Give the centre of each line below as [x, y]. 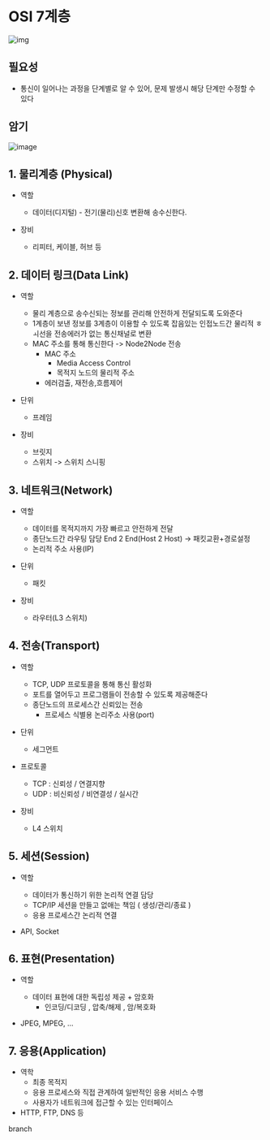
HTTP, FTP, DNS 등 [52, 1112]
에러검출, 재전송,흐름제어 [84, 383]
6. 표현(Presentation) [62, 959]
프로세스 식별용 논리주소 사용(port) [99, 715]
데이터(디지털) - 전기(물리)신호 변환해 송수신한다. [109, 213]
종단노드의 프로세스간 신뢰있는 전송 [88, 704]
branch [20, 1129]
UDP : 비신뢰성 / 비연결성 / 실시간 [86, 793]
